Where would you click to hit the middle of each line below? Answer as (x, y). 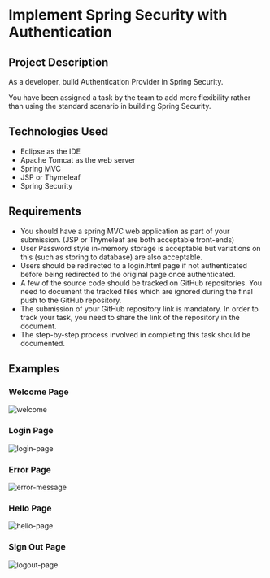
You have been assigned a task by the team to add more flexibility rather (130, 98)
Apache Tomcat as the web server (78, 159)
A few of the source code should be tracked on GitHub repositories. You (141, 283)
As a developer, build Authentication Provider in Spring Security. (116, 82)
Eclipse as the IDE (50, 151)
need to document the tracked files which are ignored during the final (137, 291)
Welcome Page (39, 392)
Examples (34, 369)
